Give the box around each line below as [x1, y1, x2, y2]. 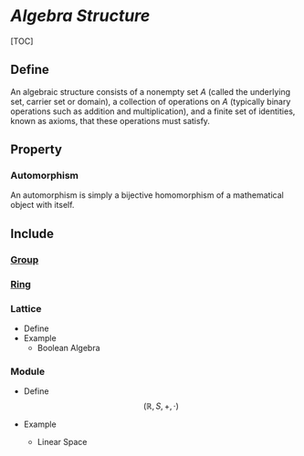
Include [10, 225, 54, 242]
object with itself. [10, 200, 75, 211]
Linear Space [37, 437, 88, 448]
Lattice [10, 302, 42, 315]
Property [10, 142, 63, 158]
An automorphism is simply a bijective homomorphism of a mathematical [10, 190, 284, 201]
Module [10, 365, 45, 378]
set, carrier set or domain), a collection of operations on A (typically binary [10, 96, 291, 107]
